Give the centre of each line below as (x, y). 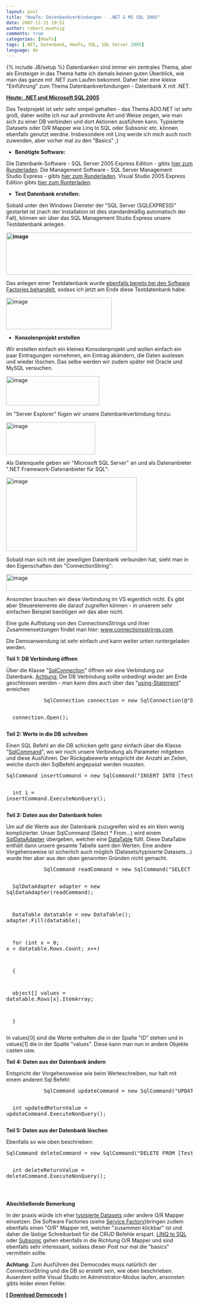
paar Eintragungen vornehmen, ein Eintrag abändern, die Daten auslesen (95, 355)
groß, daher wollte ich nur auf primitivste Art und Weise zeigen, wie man (94, 115)
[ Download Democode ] (36, 1295)
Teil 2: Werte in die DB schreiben (47, 734)
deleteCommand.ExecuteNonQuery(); (56, 1176)
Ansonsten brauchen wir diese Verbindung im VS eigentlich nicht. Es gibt (95, 599)
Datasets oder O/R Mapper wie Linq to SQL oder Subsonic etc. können (92, 127)
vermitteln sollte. (27, 1253)
